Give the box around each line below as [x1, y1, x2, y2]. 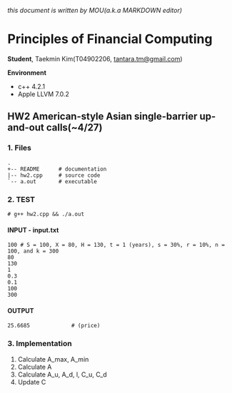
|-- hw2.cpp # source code [7, 171, 101, 179]
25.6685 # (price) [7, 322, 101, 330]
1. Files [7, 143, 32, 153]
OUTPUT [7, 306, 34, 315]
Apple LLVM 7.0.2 [17, 89, 70, 98]
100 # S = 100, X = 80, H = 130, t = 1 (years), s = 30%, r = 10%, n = [7, 242, 225, 249]
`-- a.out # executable [7, 178, 98, 185]
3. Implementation [7, 339, 73, 349]
